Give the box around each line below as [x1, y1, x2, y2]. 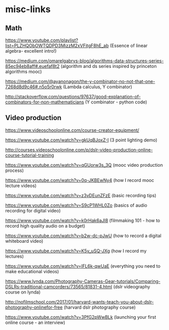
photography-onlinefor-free [5, 304, 63, 310]
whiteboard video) [5, 238, 44, 244]
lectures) [5, 253, 24, 259]
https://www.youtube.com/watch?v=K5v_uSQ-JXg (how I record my [5, 247, 147, 254]
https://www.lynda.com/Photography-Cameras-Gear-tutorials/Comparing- [5, 278, 161, 284]
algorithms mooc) [5, 68, 42, 75]
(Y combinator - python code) [85, 99, 148, 105]
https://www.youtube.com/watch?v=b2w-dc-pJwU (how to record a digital [5, 232, 162, 239]
